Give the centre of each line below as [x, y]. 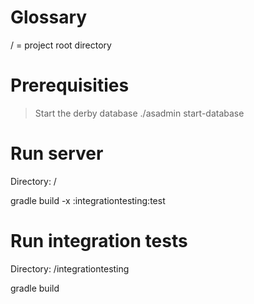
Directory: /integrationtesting [70, 268]
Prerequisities [70, 85]
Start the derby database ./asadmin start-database [139, 113]
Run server [57, 153]
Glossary [49, 17]
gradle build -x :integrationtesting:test [88, 200]
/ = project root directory [61, 45]
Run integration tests [99, 241]
